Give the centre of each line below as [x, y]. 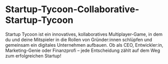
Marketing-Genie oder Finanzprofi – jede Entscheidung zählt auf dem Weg [83, 50]
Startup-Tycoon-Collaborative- [72, 9]
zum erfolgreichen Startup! [33, 56]
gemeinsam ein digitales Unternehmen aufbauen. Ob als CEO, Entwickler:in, [84, 45]
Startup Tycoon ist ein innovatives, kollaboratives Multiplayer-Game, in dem [84, 34]
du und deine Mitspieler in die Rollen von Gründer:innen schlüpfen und [79, 40]
